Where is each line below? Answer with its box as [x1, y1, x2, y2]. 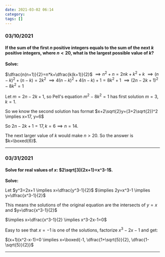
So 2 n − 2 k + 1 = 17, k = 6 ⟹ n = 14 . [5, 123, 79, 129]
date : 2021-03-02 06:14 [5, 7, 54, 12]
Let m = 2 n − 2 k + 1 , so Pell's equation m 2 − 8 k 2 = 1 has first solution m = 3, [5, 93, 159, 100]
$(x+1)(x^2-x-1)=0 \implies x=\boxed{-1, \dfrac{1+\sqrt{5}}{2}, [5, 236, 130, 242]
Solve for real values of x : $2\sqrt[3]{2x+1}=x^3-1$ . [5, 167, 113, 172]
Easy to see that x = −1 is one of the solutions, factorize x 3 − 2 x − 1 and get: [5, 227, 158, 233]
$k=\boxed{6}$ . [5, 138, 38, 144]
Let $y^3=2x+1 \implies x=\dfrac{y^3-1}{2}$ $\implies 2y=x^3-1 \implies [5, 187, 151, 193]
